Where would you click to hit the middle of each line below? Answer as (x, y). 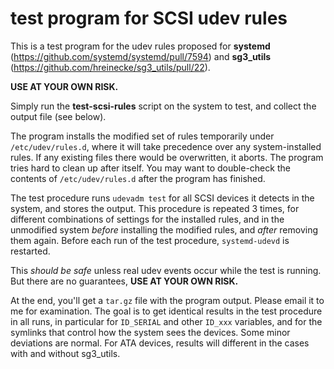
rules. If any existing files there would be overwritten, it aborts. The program (167, 157)
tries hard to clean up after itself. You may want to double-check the (150, 168)
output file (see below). (58, 116)
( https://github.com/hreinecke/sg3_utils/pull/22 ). (110, 67)
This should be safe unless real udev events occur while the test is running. (166, 270)
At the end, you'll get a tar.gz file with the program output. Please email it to (167, 300)
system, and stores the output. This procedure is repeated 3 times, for (155, 208)
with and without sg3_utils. (65, 353)
